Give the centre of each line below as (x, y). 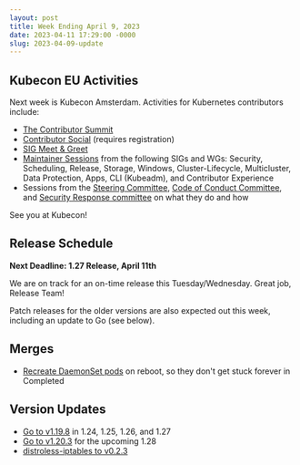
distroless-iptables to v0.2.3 (75, 450)
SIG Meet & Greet (55, 149)
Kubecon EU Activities (74, 80)
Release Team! (37, 293)
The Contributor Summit (68, 129)
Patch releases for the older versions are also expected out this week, (140, 310)
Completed (43, 380)
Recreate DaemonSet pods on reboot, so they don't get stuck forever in (156, 371)
